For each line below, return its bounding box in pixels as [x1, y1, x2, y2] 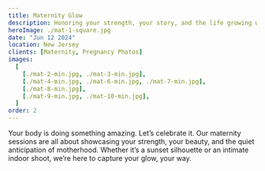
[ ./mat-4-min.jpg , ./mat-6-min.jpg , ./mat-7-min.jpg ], [22, 77, 207, 85]
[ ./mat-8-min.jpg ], [22, 84, 87, 93]
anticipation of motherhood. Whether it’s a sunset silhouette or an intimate [8, 145, 249, 154]
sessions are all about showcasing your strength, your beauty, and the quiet [8, 137, 255, 146]
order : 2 [8, 107, 37, 115]
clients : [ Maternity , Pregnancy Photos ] [8, 48, 144, 56]
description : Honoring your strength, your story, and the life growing [8, 19, 252, 27]
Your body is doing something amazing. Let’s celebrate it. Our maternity [8, 128, 242, 138]
